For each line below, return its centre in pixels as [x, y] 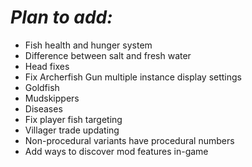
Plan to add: [61, 17]
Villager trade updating [72, 130]
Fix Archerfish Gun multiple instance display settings [133, 77]
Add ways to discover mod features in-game [116, 151]
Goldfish [42, 87]
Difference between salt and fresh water [108, 55]
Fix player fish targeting [73, 119]
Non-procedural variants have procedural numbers [129, 140]
